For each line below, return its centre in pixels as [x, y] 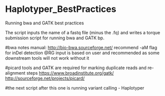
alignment [15, 73]
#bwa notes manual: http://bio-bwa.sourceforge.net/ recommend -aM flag [81, 47]
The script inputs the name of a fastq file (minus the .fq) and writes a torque [83, 32]
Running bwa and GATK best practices [45, 23]
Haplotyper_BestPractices [61, 9]
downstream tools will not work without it [47, 58]
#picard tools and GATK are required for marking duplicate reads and [76, 68]
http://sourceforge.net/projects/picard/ [45, 78]
